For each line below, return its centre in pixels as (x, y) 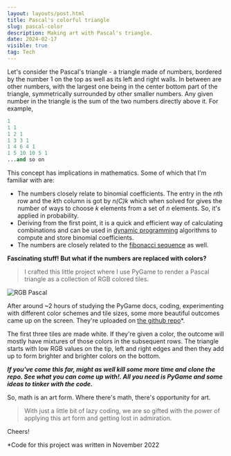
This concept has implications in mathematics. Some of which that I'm (107, 173)
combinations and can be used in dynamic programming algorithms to (117, 230)
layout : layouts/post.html (46, 13)
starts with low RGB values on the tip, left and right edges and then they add (116, 349)
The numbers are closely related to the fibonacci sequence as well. (113, 245)
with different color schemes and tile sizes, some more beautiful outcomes (113, 313)
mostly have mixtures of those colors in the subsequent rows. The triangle (113, 341)
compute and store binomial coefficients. (75, 238)
